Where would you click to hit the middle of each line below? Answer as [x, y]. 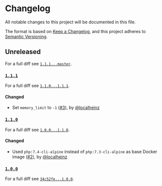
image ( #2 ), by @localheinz [40, 157]
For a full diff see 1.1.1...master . [38, 63]
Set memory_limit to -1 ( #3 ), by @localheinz [56, 108]
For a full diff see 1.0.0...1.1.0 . [37, 130]
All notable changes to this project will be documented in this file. [71, 22]
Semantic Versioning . [26, 37]
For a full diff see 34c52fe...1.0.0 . [40, 179]
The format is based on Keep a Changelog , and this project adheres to [75, 31]
